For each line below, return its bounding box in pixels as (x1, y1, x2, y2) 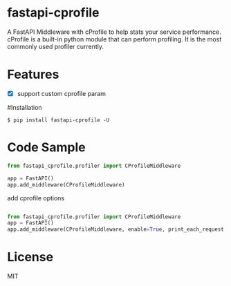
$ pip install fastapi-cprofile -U (7, 116, 110, 124)
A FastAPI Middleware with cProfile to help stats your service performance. (7, 28, 221, 36)
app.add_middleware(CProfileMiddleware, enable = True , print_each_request (7, 226, 225, 233)
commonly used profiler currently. (7, 42, 104, 50)
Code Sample (7, 140, 86, 155)
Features (7, 67, 59, 82)
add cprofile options (7, 193, 65, 202)
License (7, 249, 54, 265)
